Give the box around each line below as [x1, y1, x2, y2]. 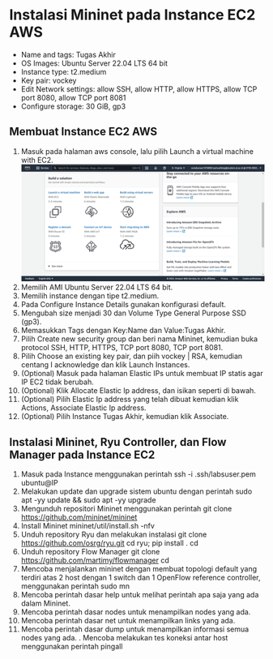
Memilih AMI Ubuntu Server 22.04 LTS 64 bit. [20, 282, 173, 293]
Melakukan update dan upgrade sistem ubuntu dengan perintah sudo [20, 486, 253, 496]
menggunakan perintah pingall [20, 642, 123, 652]
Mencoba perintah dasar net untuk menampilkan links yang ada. [20, 616, 236, 626]
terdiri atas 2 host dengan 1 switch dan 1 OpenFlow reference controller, [20, 573, 262, 583]
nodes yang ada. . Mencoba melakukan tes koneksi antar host [20, 633, 228, 643]
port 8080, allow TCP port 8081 [20, 92, 126, 102]
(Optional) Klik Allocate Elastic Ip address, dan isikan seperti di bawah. [20, 386, 256, 396]
